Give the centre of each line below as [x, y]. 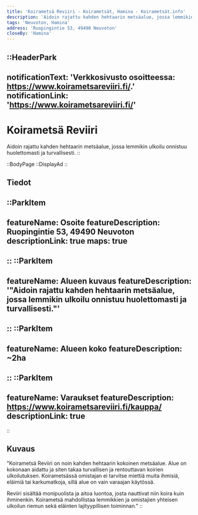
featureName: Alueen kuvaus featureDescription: [99, 281]
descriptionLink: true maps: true [67, 241]
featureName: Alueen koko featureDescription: [95, 349]
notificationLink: [38, 96]
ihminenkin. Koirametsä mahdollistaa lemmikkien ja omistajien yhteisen [92, 499]
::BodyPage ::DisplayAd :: [37, 164]
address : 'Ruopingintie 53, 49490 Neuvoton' [62, 28]
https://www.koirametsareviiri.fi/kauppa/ [84, 407]
